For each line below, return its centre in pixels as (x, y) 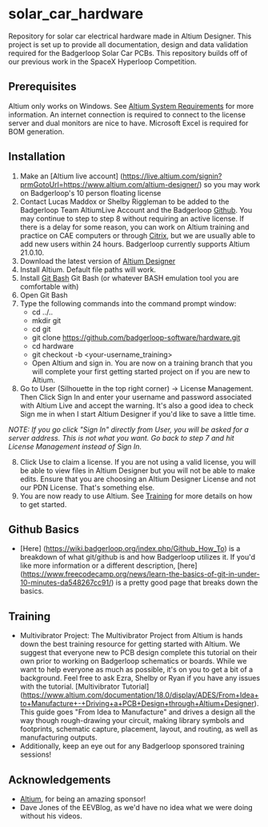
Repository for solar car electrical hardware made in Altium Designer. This (130, 36)
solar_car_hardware (76, 14)
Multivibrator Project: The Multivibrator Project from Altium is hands (131, 636)
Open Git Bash (44, 295)
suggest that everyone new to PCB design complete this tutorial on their (138, 653)
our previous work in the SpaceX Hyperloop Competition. (103, 62)
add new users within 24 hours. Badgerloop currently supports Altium (135, 244)
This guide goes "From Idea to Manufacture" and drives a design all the (138, 712)
